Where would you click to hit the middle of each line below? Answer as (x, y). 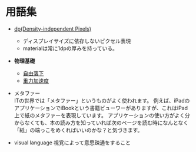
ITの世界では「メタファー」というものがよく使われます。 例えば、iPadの (102, 100)
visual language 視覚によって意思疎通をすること (72, 143)
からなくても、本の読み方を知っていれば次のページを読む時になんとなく (101, 123)
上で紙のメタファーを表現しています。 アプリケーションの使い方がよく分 (102, 115)
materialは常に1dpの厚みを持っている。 (70, 48)
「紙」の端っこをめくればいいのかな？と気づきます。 (78, 130)
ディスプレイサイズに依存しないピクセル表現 (77, 41)
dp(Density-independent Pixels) (53, 29)
